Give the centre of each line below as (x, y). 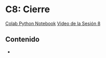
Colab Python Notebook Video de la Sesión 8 (53, 23)
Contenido (23, 39)
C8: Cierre (28, 9)
